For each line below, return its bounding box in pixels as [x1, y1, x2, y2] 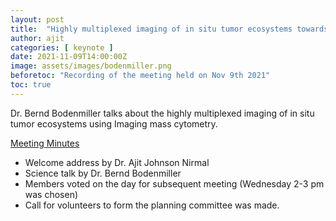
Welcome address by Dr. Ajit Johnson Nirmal [24, 156, 210, 168]
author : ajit [10, 33, 65, 43]
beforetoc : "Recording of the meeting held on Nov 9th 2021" [10, 71, 271, 81]
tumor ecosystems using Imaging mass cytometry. [10, 117, 218, 130]
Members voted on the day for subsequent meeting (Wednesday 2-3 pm [24, 177, 325, 190]
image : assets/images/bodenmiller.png [10, 61, 172, 71]
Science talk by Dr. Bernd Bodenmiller [24, 167, 182, 179]
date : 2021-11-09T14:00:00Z [10, 52, 128, 62]
